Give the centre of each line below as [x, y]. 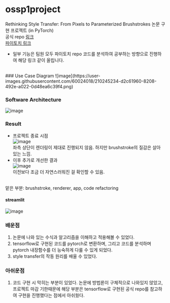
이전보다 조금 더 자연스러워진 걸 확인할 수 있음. [59, 172]
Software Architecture [33, 99]
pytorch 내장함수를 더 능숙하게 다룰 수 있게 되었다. [62, 250]
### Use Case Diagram [30, 76]
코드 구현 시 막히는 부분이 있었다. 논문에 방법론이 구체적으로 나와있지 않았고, [88, 283]
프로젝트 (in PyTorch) [32, 30]
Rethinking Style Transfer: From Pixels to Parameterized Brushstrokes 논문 [82, 24]
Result [13, 124]
